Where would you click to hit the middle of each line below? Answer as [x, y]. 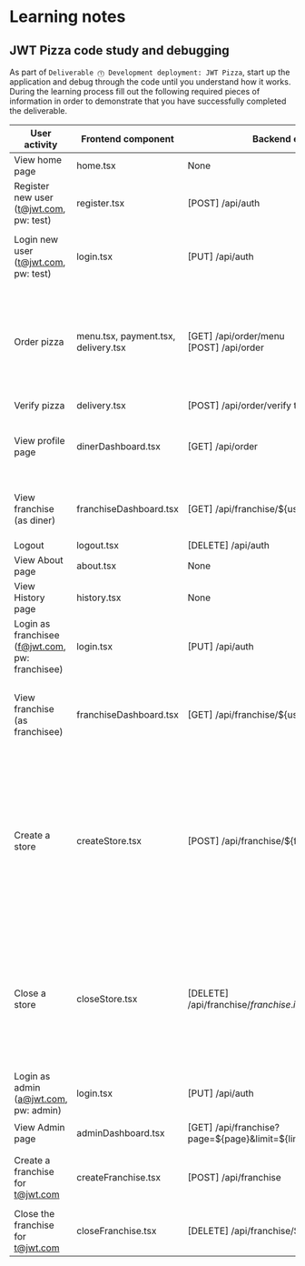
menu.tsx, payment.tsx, [126, 336]
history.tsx [99, 598]
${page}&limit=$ [250, 1139]
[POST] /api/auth [224, 203]
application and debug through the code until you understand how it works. [150, 82]
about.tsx [96, 566]
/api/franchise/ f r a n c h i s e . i [241, 1005]
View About [39, 560]
